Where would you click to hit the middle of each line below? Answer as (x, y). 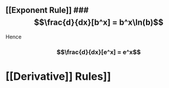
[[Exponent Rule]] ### (47, 10)
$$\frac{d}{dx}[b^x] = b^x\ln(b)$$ (99, 23)
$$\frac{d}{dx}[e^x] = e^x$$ (99, 52)
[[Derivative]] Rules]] (58, 76)
